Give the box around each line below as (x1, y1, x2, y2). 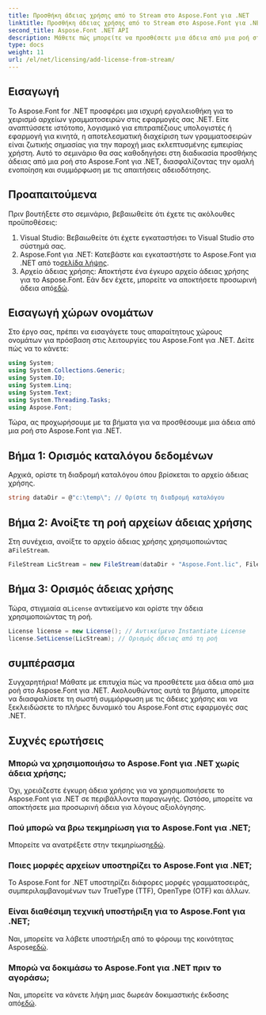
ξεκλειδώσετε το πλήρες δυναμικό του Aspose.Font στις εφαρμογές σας (8, 702, 249, 713)
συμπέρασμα (8, 656, 75, 670)
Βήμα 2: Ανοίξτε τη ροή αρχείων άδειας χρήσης (8, 515, 253, 529)
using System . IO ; (8, 374, 66, 382)
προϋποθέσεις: (8, 217, 58, 226)
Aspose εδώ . (8, 942, 49, 952)
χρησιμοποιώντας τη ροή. (8, 611, 93, 622)
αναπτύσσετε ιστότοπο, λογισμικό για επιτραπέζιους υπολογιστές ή (8, 123, 232, 132)
